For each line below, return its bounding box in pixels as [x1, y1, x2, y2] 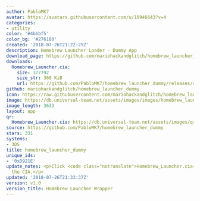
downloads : [6, 58, 33, 64]
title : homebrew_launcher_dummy [6, 147, 86, 153]
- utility [6, 25, 31, 32]
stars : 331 [6, 130, 33, 137]
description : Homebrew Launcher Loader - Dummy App [6, 48, 137, 54]
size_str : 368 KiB [17, 75, 62, 81]
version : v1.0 [6, 180, 42, 186]
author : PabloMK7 [6, 8, 49, 15]
